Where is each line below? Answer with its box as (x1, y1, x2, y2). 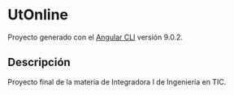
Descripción (7, 56, 71, 69)
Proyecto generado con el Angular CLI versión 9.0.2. (7, 32, 184, 42)
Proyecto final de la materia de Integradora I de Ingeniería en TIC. (7, 76, 227, 86)
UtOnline (7, 6, 69, 24)
